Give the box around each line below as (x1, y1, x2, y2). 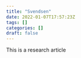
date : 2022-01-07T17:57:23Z (6, 14, 76, 20)
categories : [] (6, 25, 44, 31)
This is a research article (6, 46, 66, 53)
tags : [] (6, 19, 28, 25)
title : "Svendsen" (6, 8, 51, 15)
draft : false (6, 30, 38, 36)
